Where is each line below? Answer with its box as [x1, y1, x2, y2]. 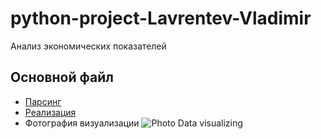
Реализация [24, 106, 77, 118]
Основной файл [10, 69, 115, 86]
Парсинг [24, 95, 62, 107]
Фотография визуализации [24, 117, 140, 129]
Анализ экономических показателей [10, 40, 167, 52]
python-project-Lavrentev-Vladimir [10, 7, 312, 30]
